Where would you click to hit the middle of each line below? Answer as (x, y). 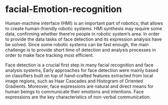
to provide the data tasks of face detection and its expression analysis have (84, 39)
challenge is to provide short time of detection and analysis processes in (81, 50)
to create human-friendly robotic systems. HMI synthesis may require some (84, 28)
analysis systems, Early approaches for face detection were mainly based (82, 70)
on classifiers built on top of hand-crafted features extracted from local (79, 75)
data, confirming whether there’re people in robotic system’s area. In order (82, 34)
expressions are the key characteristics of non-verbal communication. (78, 97)
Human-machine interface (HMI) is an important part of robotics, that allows (84, 23)
